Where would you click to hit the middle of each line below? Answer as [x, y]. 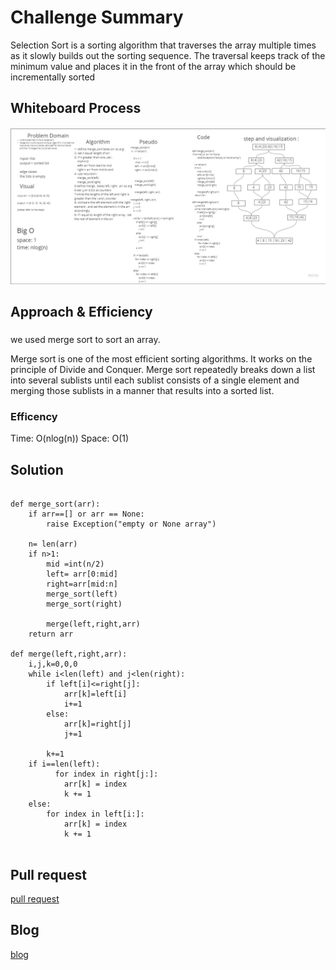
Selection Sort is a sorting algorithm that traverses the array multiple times [163, 45]
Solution [37, 469]
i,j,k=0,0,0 [53, 664]
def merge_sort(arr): [55, 504]
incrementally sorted [53, 77]
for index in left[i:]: [95, 814]
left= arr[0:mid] [82, 574]
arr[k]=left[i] [95, 694]
